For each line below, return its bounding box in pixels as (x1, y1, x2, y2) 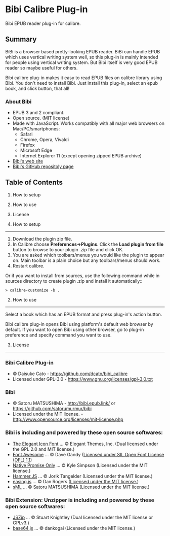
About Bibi (5, 98, 32, 105)
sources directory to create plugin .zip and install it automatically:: (5, 278, 143, 284)
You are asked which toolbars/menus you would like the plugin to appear (12, 252, 164, 258)
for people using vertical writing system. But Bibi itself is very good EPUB (5, 59, 158, 65)
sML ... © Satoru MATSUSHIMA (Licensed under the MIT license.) (12, 484, 150, 490)
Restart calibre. (12, 262, 45, 269)
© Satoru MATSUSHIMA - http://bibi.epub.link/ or (12, 400, 116, 407)
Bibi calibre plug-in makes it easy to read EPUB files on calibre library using (5, 75, 162, 81)
